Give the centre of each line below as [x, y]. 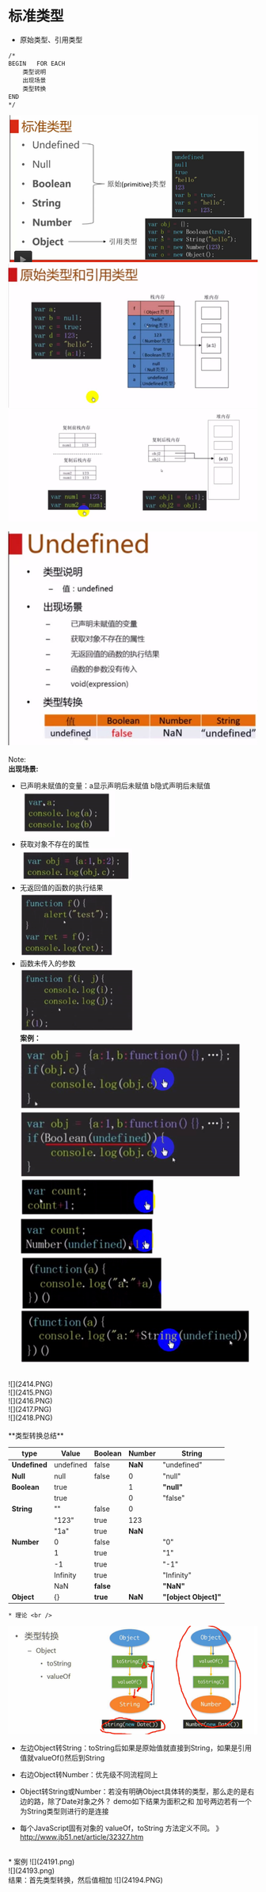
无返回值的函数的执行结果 [61, 887]
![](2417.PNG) [30, 1409]
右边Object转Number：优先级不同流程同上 [89, 1774]
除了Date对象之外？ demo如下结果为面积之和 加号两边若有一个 [149, 1801]
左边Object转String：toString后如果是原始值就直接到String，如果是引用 [135, 1748]
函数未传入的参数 [47, 963]
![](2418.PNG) [30, 1418]
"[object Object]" [192, 1597]
